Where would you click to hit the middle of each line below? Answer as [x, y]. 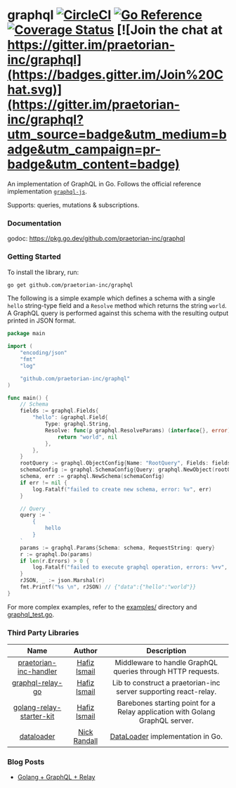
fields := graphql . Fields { [59, 411]
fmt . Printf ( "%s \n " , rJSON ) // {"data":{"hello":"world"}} [108, 587]
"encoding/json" [44, 353]
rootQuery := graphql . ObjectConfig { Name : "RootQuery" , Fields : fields [125, 463]
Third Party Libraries [43, 633]
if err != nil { [44, 483]
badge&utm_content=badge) [94, 164]
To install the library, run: [43, 272]
